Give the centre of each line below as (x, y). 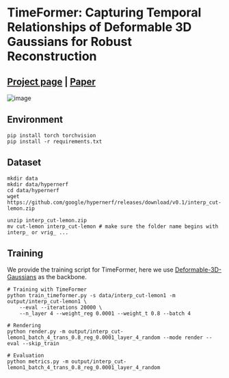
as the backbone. (63, 277)
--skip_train (41, 344)
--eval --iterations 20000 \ (61, 308)
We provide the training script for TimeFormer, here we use (90, 270)
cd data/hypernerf (33, 190)
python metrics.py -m (38, 362)
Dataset (24, 163)
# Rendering (24, 326)
